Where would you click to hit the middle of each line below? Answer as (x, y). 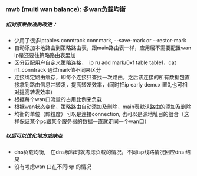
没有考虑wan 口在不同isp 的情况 (53, 167)
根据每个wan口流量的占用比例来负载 (58, 99)
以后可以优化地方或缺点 (34, 136)
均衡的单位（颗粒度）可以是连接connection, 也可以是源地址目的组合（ (99, 114)
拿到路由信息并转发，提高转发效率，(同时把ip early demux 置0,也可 (101, 84)
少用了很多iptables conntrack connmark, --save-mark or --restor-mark (100, 40)
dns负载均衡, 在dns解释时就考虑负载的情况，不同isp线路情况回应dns (99, 152)
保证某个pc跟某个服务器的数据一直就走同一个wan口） (84, 121)
